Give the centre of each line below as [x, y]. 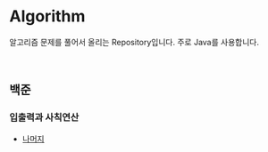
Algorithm [47, 16]
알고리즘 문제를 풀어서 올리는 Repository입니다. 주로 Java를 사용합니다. [134, 42]
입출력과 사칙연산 [44, 117]
